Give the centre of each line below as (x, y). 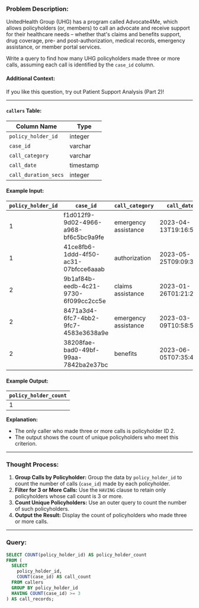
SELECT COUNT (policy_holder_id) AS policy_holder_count (76, 555)
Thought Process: (33, 464)
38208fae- (79, 342)
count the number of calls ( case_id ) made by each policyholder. (92, 484)
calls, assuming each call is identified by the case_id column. (81, 65)
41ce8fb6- (79, 247)
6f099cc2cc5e (85, 301)
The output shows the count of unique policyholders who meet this (97, 437)
